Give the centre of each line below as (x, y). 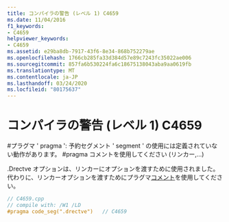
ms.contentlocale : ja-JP (43, 77)
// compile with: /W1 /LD (44, 205)
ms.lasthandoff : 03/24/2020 (47, 83)
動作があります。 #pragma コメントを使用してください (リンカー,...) (108, 154)
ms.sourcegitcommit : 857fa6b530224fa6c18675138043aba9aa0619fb (99, 64)
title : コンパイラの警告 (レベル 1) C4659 (63, 13)
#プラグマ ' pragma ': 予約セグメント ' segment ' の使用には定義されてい (109, 146)
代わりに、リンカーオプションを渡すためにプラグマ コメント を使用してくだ (112, 178)
